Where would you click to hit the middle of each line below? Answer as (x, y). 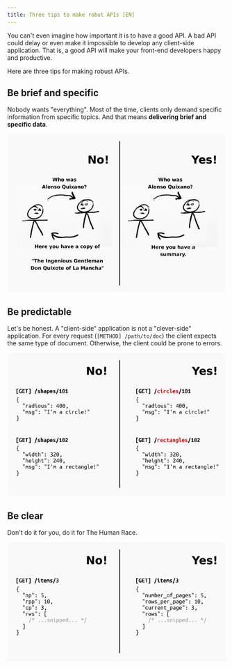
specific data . (27, 125)
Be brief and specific (53, 93)
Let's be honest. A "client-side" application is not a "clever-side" (99, 329)
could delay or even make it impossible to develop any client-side (101, 42)
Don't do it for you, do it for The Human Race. (72, 533)
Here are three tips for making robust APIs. (68, 71)
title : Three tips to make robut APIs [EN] (71, 15)
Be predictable (39, 312)
